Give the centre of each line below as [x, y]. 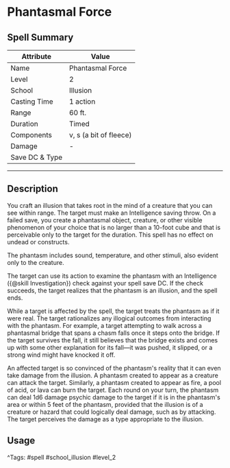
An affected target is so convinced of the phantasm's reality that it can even [114, 368]
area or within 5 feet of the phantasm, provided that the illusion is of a [105, 404]
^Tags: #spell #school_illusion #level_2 [62, 457]
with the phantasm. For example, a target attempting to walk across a [104, 325]
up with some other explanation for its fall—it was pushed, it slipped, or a [110, 347]
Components [31, 135]
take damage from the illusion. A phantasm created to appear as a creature [113, 375]
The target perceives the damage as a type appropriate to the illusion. [105, 419]
